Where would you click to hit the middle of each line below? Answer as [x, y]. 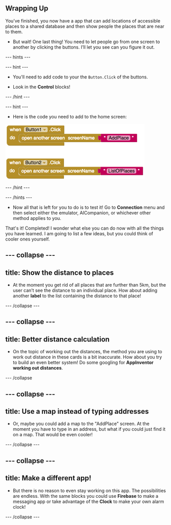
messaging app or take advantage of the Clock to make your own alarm [88, 501]
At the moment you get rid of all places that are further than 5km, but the [89, 285]
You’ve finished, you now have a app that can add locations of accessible [83, 21]
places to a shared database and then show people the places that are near [85, 26]
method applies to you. [37, 218]
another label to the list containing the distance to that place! [77, 296]
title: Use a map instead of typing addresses [77, 411]
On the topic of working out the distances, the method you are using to [87, 352]
